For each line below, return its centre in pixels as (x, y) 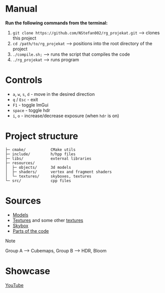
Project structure (42, 136)
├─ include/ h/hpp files (40, 154)
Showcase (28, 271)
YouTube (14, 285)
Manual (22, 9)
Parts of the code (31, 231)
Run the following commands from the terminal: (56, 23)
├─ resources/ (20, 163)
